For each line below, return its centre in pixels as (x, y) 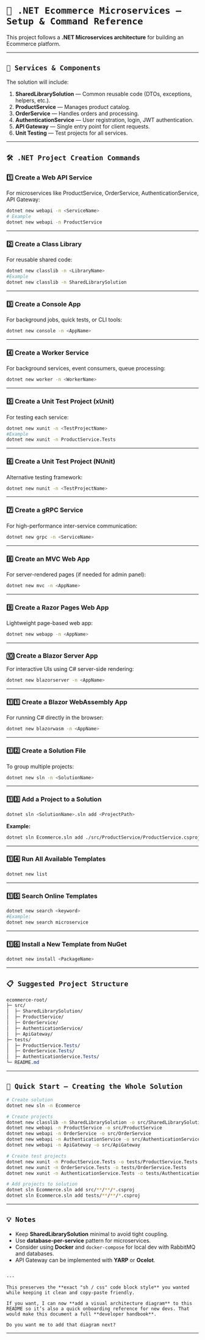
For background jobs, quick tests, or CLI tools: (64, 320)
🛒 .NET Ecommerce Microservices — (94, 11)
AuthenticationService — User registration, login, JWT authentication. (104, 120)
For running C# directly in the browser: (55, 717)
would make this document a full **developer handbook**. (81, 1314)
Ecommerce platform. (34, 43)
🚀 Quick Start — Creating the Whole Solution (95, 1087)
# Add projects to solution (42, 1184)
